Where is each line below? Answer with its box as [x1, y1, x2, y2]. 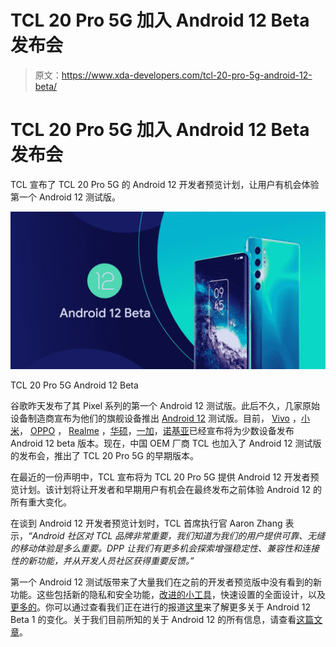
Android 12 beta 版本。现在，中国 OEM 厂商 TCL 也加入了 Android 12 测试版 [10, 437, 322, 449]
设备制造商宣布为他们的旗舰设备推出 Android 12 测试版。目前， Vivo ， [10, 412, 302, 424]
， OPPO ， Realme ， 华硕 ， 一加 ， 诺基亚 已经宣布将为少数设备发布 [19, 424, 295, 436]
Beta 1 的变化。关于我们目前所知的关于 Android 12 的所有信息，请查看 [10, 613, 297, 625]
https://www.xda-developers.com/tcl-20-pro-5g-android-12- [61, 69, 313, 81]
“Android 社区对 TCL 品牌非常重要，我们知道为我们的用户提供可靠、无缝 [28, 529, 326, 541]
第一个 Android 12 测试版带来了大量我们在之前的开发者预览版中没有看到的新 [10, 576, 322, 588]
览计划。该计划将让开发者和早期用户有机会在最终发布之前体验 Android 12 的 [10, 483, 322, 495]
